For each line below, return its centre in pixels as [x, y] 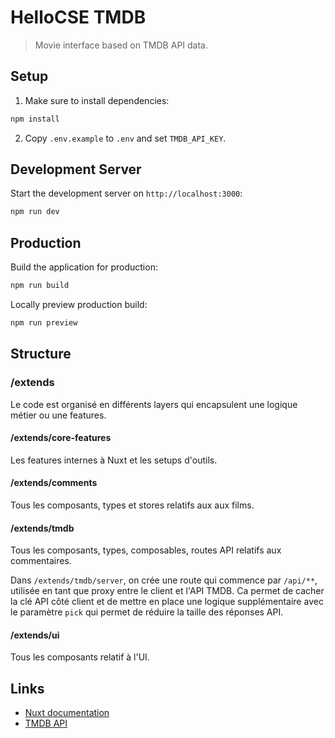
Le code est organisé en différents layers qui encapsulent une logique [154, 404]
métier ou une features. [58, 415]
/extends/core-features [61, 438]
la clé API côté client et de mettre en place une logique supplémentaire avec [167, 602]
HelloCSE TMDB [78, 17]
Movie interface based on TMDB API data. [121, 45]
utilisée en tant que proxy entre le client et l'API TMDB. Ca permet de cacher [167, 591]
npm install [35, 119]
